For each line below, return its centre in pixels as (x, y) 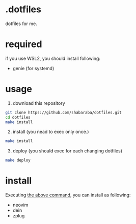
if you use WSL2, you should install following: (53, 58)
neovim (20, 205)
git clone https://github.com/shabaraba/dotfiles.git (64, 113)
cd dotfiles (18, 117)
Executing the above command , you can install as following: (68, 195)
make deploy (18, 160)
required (24, 44)
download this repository (39, 103)
